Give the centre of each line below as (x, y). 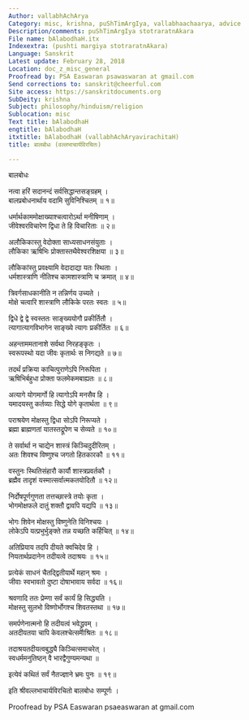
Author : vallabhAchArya (49, 16)
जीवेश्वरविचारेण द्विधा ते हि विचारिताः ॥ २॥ (62, 225)
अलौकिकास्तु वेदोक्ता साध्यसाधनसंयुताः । (61, 242)
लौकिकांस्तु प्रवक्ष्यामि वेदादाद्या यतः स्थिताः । (63, 267)
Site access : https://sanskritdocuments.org (85, 92)
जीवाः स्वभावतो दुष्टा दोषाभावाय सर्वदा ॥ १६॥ (65, 582)
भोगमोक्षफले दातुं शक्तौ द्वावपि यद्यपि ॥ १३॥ (63, 505)
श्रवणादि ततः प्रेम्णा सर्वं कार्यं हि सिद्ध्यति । (60, 598)
